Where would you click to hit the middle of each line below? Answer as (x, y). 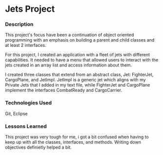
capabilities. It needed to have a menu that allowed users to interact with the (82, 60)
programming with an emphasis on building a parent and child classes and (80, 40)
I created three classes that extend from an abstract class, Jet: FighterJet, (79, 75)
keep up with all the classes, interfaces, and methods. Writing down (73, 142)
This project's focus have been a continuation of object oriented (70, 35)
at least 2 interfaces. (26, 45)
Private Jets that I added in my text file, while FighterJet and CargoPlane (78, 85)
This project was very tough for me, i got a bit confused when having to (77, 137)
